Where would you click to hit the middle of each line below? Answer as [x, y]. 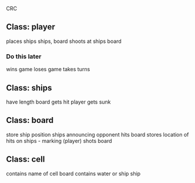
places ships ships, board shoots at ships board [64, 41]
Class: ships [29, 88]
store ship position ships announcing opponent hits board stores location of [97, 134]
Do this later [24, 56]
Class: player [31, 27]
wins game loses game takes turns [48, 69]
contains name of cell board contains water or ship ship [73, 174]
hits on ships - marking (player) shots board [59, 141]
